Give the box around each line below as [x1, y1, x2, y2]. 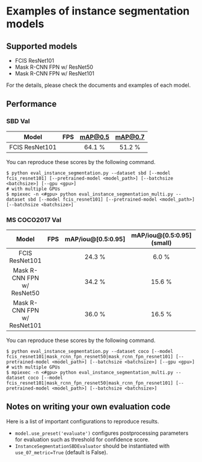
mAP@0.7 [115, 133, 145, 141]
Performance [6, 99, 57, 109]
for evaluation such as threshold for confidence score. [14, 435, 150, 443]
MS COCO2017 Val [6, 215, 62, 224]
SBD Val [6, 117, 30, 125]
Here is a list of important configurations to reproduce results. [6, 417, 159, 425]
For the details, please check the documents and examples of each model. [6, 81, 191, 89]
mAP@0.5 [79, 133, 109, 141]
